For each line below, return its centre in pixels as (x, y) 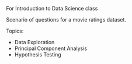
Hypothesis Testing (38, 54)
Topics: (15, 31)
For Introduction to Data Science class (52, 8)
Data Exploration (34, 42)
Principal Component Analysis (51, 48)
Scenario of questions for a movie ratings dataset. (66, 19)
